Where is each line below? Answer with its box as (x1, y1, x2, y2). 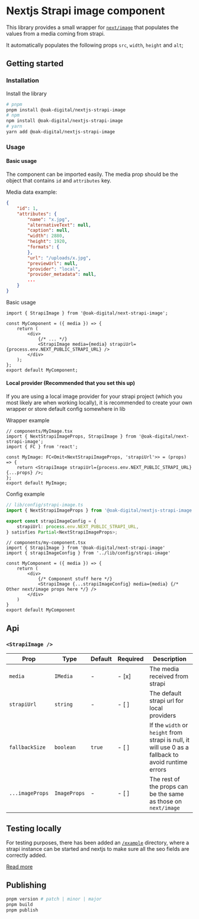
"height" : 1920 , (27, 239, 68, 245)
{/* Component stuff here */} (37, 576, 113, 582)
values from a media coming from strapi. (6, 30, 105, 37)
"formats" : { (27, 244, 60, 250)
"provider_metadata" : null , (27, 271, 97, 278)
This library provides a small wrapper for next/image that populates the (6, 24, 179, 31)
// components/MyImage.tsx (6, 428, 73, 435)
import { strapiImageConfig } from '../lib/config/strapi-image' (6, 550, 171, 556)
